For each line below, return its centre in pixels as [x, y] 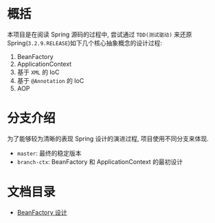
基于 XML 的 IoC [38, 72]
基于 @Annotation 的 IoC [50, 80]
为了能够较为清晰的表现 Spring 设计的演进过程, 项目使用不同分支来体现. [108, 139]
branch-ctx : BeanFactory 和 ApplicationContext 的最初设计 [100, 161]
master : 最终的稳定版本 [49, 153]
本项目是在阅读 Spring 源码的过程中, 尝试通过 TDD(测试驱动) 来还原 [100, 34]
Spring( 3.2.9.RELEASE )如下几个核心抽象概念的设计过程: [85, 43]
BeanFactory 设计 [42, 212]
